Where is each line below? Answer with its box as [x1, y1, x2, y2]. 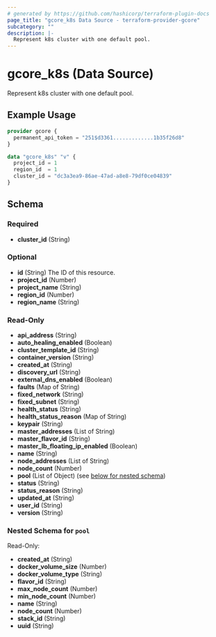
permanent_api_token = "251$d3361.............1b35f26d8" [13, 134, 185, 141]
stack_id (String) [17, 614, 66, 623]
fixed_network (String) [17, 391, 84, 399]
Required [7, 219, 39, 229]
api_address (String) [17, 331, 77, 340]
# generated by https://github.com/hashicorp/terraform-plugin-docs [7, 10, 210, 17]
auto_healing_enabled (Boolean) [17, 338, 113, 347]
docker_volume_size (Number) [17, 563, 107, 571]
